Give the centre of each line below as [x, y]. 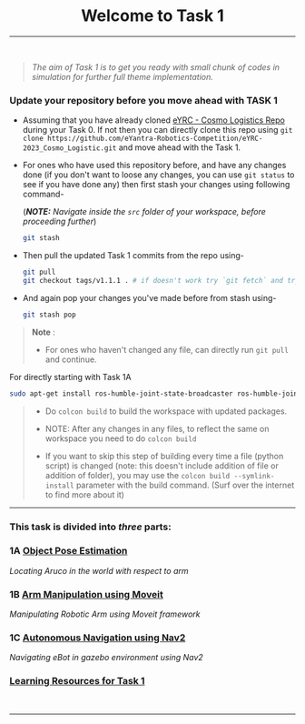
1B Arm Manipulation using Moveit [86, 594]
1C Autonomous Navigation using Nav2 [98, 638]
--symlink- [254, 476]
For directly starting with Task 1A [70, 377]
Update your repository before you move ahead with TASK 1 [144, 100]
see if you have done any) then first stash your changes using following [156, 185]
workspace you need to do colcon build [121, 438]
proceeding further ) [59, 221]
